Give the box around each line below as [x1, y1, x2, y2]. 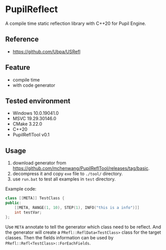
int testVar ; [14, 209, 42, 215]
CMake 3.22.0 [12, 121, 42, 127]
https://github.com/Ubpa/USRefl [12, 48, 81, 54]
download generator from [12, 160, 67, 166]
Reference [5, 35, 39, 44]
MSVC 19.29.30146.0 [12, 116, 57, 122]
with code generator [12, 82, 55, 88]
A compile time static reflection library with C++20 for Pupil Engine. [5, 20, 146, 26]
